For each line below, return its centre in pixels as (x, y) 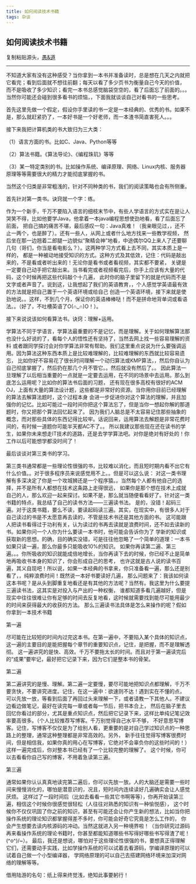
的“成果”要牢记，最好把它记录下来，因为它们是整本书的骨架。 (80, 659)
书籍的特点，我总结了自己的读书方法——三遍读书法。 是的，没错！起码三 (94, 503)
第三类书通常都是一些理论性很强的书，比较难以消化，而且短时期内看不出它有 (98, 466)
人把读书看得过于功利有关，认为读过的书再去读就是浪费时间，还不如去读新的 (98, 525)
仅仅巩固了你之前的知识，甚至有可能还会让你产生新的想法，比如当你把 (106, 811)
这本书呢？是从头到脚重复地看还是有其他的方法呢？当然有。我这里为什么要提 (98, 583)
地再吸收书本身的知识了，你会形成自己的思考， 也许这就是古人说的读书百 (94, 561)
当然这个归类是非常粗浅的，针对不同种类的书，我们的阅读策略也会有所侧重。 (98, 186)
